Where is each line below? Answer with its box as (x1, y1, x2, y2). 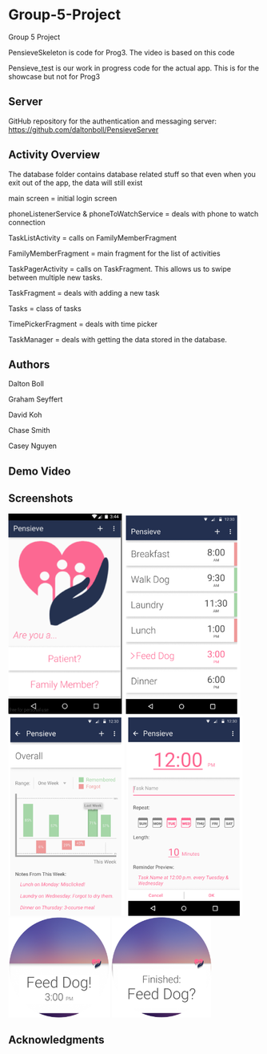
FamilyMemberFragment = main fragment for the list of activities (8, 248, 221, 258)
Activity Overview (8, 148, 101, 162)
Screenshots (8, 491, 74, 506)
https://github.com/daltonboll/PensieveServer (8, 124, 159, 134)
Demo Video (8, 464, 71, 478)
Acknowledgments (8, 1032, 106, 1047)
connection (8, 217, 46, 227)
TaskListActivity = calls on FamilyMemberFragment (8, 232, 177, 242)
